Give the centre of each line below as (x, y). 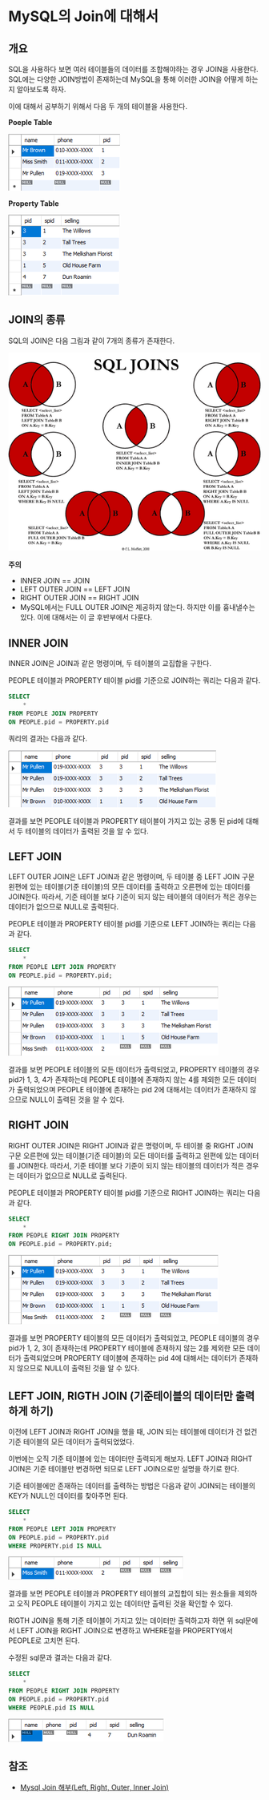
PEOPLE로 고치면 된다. (44, 1641)
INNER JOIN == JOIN (55, 581)
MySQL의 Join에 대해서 (83, 16)
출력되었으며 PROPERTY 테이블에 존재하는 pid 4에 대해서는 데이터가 (130, 1358)
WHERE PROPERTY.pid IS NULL (55, 1546)
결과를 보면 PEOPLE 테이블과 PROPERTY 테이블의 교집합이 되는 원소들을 (122, 1594)
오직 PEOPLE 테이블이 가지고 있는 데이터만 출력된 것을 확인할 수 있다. (125, 1604)
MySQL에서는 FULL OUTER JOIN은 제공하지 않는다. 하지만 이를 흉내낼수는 (138, 607)
